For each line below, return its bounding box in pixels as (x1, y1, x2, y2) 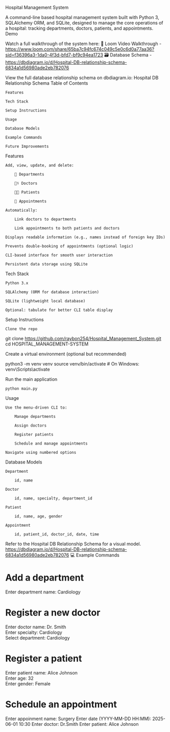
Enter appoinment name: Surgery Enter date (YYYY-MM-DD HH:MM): (5, 716, 152, 722)
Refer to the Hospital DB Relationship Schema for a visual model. (5, 541, 141, 547)
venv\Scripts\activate (5, 367, 50, 372)
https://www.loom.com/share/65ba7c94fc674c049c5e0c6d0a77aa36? (5, 46, 155, 52)
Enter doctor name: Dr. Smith (5, 624, 66, 630)
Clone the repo (5, 326, 38, 332)
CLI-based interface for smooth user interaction (5, 253, 113, 258)
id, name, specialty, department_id (14, 496, 93, 501)
